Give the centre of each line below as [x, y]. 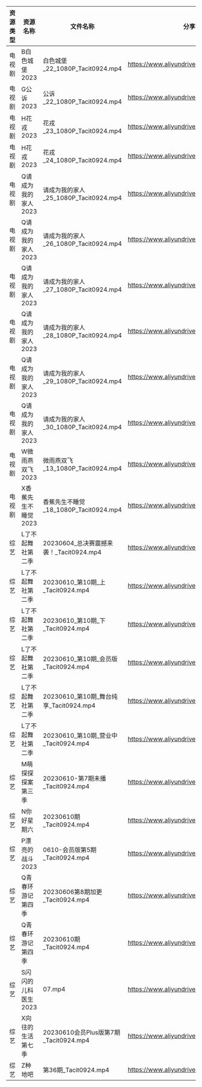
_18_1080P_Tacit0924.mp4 [82, 510]
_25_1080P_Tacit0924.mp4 [82, 198]
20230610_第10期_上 [74, 582]
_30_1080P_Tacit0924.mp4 [82, 427]
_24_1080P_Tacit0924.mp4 [82, 160]
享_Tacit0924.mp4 [69, 706]
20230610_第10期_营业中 [80, 736]
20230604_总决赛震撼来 [78, 543]
